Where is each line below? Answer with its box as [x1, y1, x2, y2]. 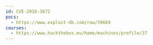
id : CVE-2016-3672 [5, 8, 50, 15]
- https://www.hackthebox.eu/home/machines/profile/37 [11, 30, 148, 36]
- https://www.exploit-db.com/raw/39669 [11, 19, 111, 25]
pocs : [5, 14, 19, 20]
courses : [5, 25, 27, 31]
